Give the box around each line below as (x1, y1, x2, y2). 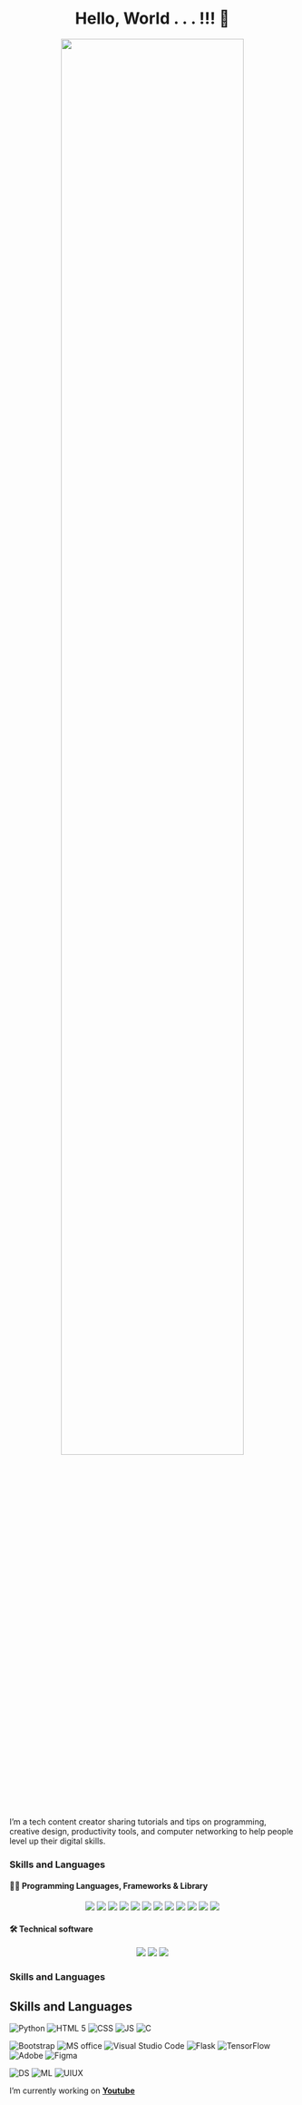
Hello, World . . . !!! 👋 (74, 8, 230, 29)
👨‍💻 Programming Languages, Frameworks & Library (9, 1881, 209, 1892)
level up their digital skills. (9, 1835, 106, 1846)
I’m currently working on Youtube (9, 2085, 135, 2096)
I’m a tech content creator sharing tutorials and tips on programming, (9, 1815, 268, 1827)
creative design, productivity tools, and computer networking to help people (9, 1825, 294, 1836)
